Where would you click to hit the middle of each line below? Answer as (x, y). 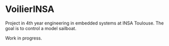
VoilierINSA (30, 9)
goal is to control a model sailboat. (41, 28)
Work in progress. (24, 38)
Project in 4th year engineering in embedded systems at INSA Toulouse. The (84, 23)
